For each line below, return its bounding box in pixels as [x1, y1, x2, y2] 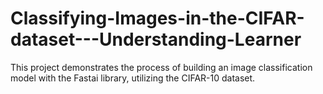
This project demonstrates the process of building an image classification [10, 61, 313, 73]
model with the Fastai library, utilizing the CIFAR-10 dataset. [10, 72, 256, 84]
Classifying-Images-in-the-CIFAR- [10, 7, 305, 30]
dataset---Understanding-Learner [10, 28, 302, 51]
